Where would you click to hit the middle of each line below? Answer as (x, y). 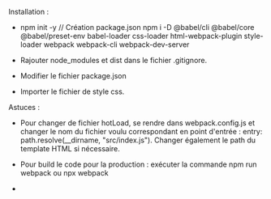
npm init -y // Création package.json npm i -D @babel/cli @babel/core (137, 27)
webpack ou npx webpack (64, 173)
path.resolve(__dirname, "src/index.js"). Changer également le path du (138, 140)
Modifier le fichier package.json (73, 76)
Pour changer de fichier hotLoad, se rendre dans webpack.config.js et (138, 123)
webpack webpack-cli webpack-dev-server (116, 44)
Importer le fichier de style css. (72, 91)
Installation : (29, 12)
